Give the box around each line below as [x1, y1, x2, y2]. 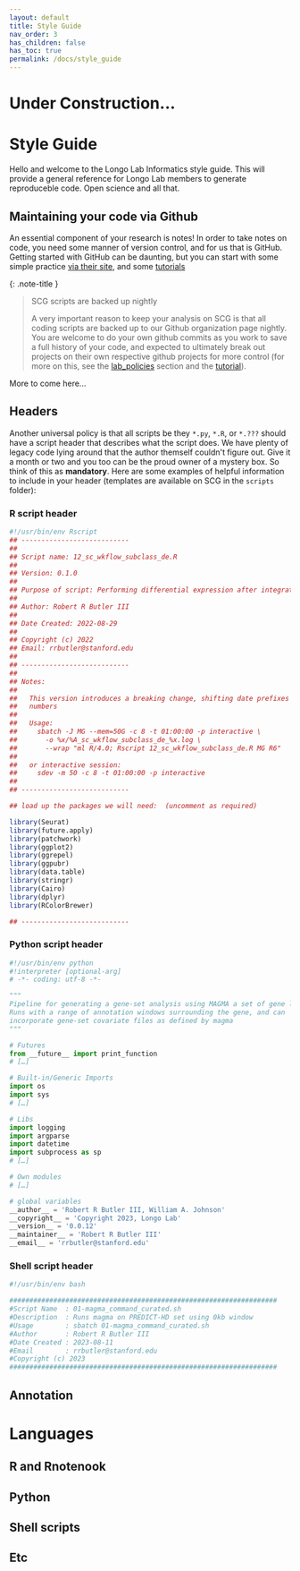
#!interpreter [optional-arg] [9, 967, 122, 976]
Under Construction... [9, 93, 176, 114]
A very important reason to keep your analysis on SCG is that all [30, 312, 266, 323]
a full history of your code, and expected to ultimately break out [30, 341, 266, 352]
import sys [9, 1090, 50, 1099]
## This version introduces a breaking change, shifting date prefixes [9, 694, 290, 703]
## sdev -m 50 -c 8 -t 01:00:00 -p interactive [9, 769, 205, 778]
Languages [9, 1423, 94, 1444]
